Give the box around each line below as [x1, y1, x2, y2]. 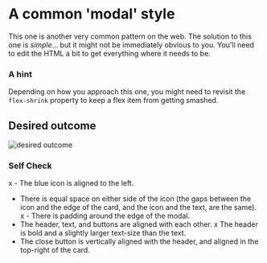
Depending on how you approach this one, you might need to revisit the [8, 87, 246, 97]
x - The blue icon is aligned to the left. [8, 179, 134, 188]
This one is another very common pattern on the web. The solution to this [8, 31, 252, 41]
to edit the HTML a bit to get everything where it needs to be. [8, 48, 211, 58]
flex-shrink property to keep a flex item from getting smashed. [8, 96, 219, 105]
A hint [8, 68, 32, 80]
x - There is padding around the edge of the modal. [19, 211, 191, 221]
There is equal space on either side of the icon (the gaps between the [19, 194, 252, 203]
